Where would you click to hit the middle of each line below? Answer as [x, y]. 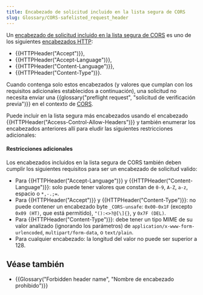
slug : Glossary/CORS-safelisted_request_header [68, 18]
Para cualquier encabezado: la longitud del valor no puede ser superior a [106, 238]
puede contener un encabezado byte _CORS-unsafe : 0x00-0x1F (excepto [104, 206]
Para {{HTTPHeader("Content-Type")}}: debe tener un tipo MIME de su [104, 219]
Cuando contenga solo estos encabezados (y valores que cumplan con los [99, 84]
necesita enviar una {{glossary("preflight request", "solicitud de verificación [101, 97]
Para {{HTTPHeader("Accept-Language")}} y [71, 181]
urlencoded [29, 233]
